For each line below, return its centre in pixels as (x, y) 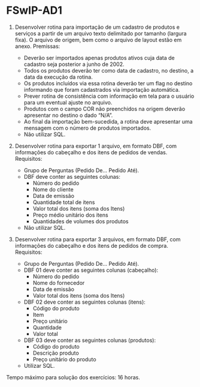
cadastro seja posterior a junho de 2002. (74, 64)
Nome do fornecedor (59, 283)
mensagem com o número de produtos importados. (87, 128)
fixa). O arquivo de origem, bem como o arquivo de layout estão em (98, 40)
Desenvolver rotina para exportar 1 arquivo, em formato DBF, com (96, 146)
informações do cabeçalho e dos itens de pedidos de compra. (92, 245)
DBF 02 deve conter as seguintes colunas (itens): (84, 302)
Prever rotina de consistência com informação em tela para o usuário (109, 96)
